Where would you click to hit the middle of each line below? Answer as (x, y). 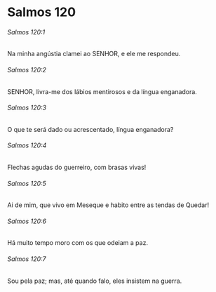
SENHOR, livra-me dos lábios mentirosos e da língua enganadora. (102, 91)
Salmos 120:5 (27, 183)
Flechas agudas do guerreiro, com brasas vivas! (77, 167)
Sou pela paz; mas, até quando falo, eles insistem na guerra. (95, 281)
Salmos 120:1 (26, 32)
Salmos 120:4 (27, 145)
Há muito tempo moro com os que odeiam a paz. (78, 243)
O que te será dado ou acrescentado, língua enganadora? (90, 129)
